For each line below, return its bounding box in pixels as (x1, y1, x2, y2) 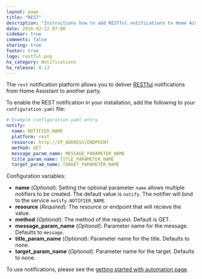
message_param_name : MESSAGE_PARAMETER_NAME (11, 151, 125, 157)
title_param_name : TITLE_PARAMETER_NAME (11, 156, 114, 162)
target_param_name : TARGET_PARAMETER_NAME (11, 161, 120, 168)
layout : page (6, 8, 39, 15)
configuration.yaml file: (6, 106, 66, 113)
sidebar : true (6, 31, 42, 37)
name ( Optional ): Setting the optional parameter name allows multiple (14, 184, 185, 191)
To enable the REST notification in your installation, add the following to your (6, 99, 195, 106)
